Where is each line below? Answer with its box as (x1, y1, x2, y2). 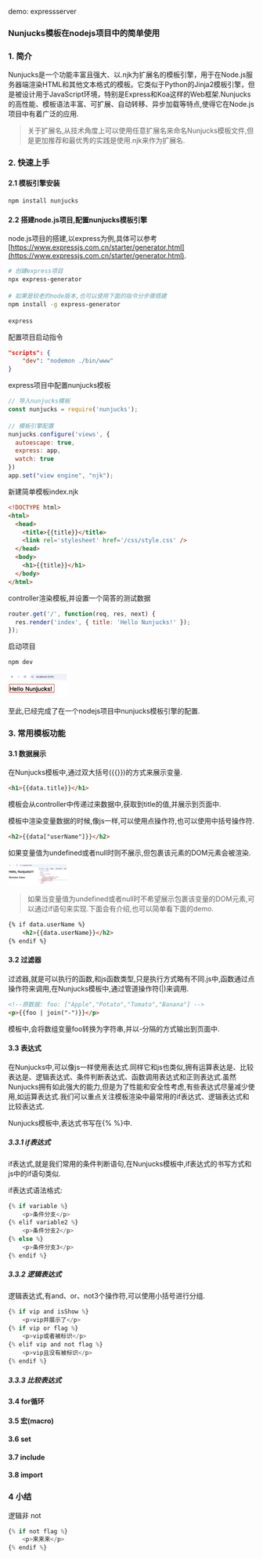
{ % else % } (8, 1236, 44, 1243)
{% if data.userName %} (8, 920, 86, 929)
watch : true (15, 455, 55, 463)
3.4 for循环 (8, 1397, 45, 1406)
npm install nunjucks (8, 197, 79, 205)
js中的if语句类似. (8, 1169, 61, 1178)
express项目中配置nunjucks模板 (8, 381, 111, 390)
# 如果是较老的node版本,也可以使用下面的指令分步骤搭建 (8, 292, 167, 301)
